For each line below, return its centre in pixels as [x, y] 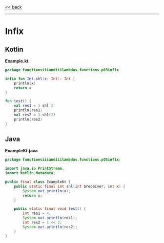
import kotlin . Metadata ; [30, 173]
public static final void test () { [50, 209]
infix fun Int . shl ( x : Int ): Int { [40, 79]
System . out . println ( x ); [47, 191]
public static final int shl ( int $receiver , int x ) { [70, 186]
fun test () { [18, 101]
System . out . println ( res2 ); [50, 227]
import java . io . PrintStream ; [35, 169]
